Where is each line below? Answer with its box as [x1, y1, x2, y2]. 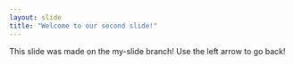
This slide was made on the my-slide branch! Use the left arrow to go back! [9, 45, 286, 56]
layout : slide [9, 12, 63, 22]
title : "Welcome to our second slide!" [9, 21, 158, 30]
